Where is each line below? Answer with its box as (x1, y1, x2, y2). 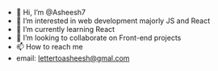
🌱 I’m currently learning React (15, 25, 115, 34)
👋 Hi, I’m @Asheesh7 (15, 8, 86, 17)
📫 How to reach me (15, 42, 83, 51)
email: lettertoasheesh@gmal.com (15, 53, 130, 63)
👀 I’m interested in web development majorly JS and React (15, 16, 211, 26)
